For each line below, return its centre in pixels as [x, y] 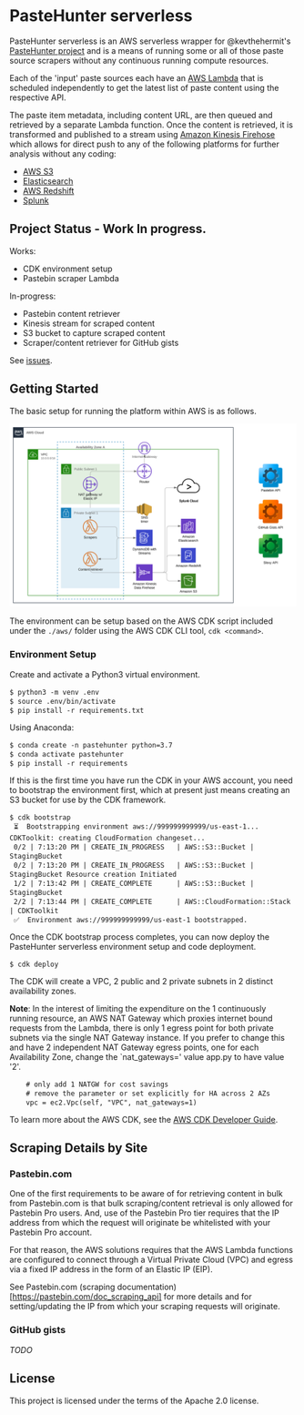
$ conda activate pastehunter [67, 754]
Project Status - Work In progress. [108, 229]
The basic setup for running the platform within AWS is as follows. [133, 411]
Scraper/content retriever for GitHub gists [101, 342]
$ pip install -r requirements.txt [77, 710]
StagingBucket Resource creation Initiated [93, 874]
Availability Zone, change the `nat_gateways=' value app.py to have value [147, 1056]
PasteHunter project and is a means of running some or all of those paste [147, 50]
